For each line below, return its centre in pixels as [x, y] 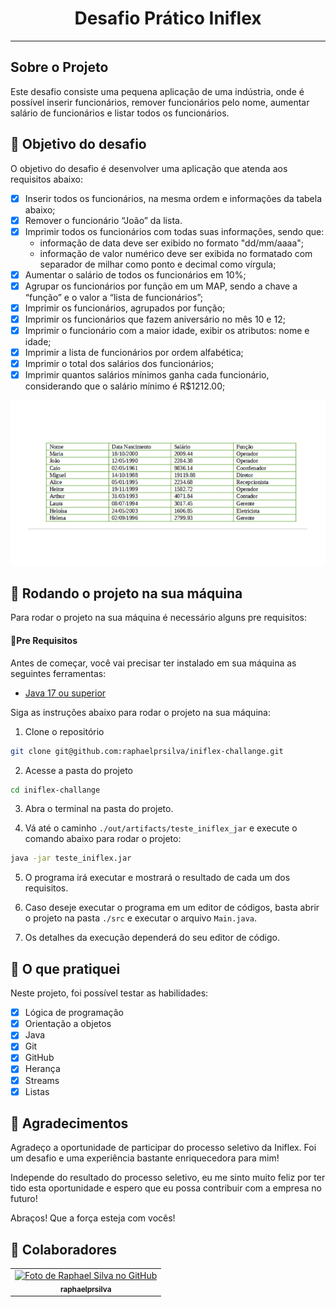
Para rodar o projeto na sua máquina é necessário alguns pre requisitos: [158, 618]
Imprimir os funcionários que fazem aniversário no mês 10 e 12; [155, 319]
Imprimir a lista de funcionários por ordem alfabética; [134, 353]
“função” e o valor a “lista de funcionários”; [114, 297]
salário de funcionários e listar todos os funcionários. [120, 113]
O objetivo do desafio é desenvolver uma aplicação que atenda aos [149, 168]
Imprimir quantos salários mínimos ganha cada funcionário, [147, 375]
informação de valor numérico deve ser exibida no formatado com [176, 253]
